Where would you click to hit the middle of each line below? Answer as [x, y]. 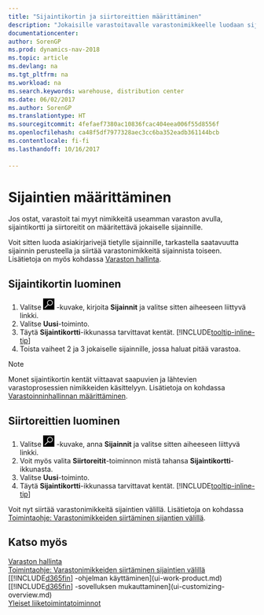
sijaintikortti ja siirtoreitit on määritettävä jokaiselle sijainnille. [106, 227]
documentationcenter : [44, 33]
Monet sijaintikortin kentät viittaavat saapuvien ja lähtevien [103, 379]
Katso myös [38, 542]
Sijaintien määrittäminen [90, 197]
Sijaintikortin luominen [65, 284]
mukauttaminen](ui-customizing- [171, 586]
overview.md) [30, 595]
